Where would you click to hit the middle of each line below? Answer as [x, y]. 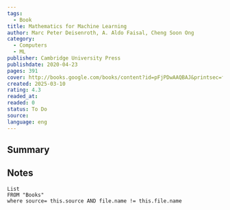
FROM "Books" [26, 195]
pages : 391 [23, 71]
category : [21, 39]
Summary [28, 149]
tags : [15, 13]
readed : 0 [21, 103]
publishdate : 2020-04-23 [42, 65]
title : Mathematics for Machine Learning [67, 26]
